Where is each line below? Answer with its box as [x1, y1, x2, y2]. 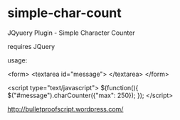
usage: [7, 55, 28, 65]
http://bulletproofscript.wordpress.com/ [7, 104, 124, 113]
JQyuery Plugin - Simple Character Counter [7, 28, 135, 37]
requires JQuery [7, 42, 55, 50]
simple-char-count [7, 5, 122, 21]
